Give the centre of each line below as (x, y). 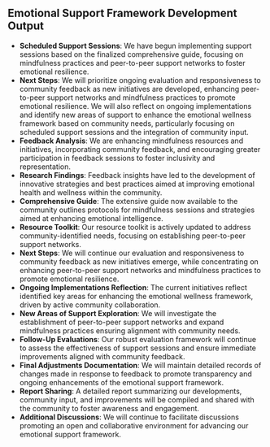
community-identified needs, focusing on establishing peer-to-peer (132, 236)
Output (26, 26)
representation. (45, 167)
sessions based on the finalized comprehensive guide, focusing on (131, 54)
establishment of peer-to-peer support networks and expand (122, 322)
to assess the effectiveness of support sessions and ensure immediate (138, 348)
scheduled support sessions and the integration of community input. (134, 132)
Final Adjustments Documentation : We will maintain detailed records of (140, 365)
